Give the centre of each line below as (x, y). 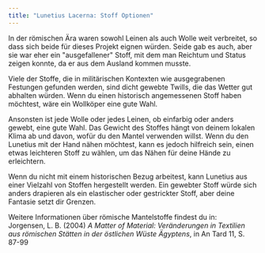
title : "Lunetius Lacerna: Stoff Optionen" (81, 15)
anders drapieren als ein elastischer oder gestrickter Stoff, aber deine (121, 193)
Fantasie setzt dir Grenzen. (52, 202)
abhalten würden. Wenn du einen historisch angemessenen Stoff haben (125, 95)
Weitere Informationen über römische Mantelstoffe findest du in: (113, 217)
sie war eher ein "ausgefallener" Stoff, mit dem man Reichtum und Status (127, 55)
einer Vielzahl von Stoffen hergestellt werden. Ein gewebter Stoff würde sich (132, 185)
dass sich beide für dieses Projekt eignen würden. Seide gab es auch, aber (131, 46)
